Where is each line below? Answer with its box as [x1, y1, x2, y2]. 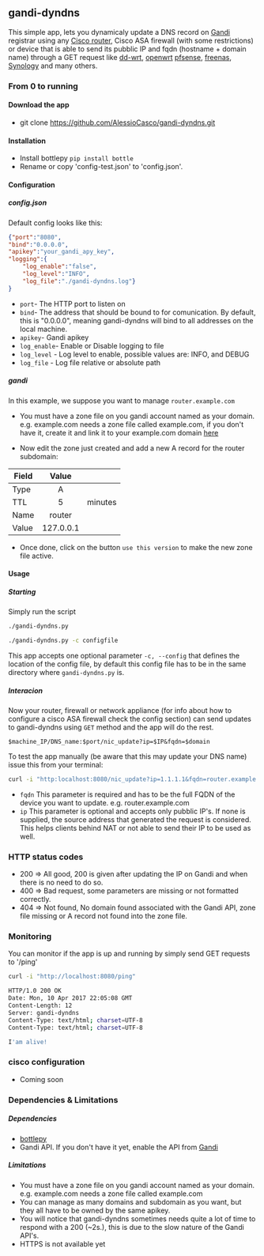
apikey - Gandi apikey [19, 332, 89, 342]
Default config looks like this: [8, 217, 103, 228]
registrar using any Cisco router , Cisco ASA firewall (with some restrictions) [8, 36, 255, 45]
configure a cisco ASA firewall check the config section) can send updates [8, 714, 251, 723]
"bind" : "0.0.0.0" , [8, 240, 69, 248]
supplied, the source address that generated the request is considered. [19, 814, 251, 824]
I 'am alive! [8, 1038, 47, 1046]
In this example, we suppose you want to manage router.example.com [8, 395, 236, 405]
